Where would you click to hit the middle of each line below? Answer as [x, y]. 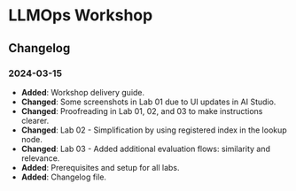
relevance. [40, 158]
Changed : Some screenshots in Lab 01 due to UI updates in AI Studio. [148, 102]
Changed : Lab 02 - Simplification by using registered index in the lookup [154, 130]
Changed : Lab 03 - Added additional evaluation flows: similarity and [146, 149]
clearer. [35, 120]
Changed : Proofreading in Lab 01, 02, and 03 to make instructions [142, 111]
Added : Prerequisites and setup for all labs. [100, 167]
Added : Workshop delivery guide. [83, 92]
